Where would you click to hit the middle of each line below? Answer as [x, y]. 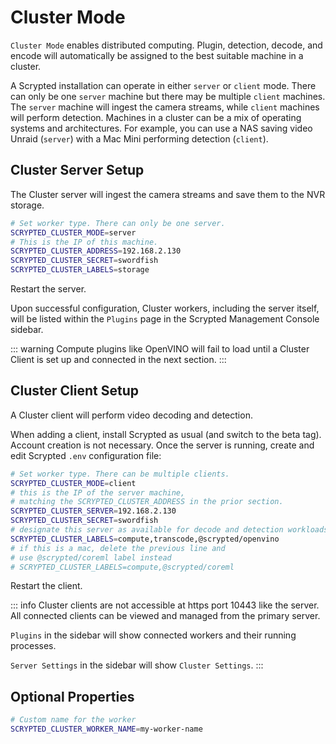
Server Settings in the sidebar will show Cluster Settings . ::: [137, 665]
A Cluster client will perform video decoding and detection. [131, 415]
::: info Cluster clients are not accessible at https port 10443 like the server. [165, 605]
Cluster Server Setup [77, 170]
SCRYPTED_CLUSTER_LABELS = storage [80, 270]
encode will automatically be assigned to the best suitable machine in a [157, 55]
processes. [33, 646]
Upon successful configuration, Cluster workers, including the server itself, [165, 308]
